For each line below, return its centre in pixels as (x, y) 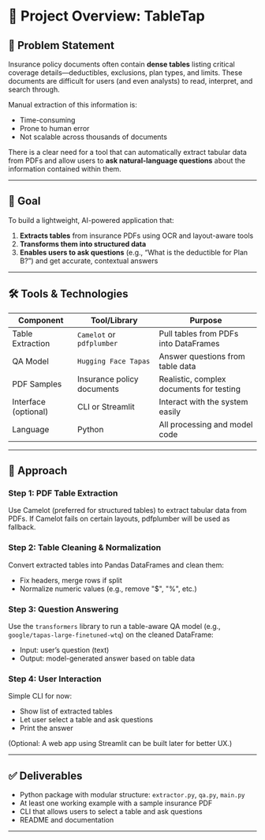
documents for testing (200, 389)
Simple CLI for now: (40, 696)
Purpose (206, 320)
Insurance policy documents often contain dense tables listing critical (121, 64)
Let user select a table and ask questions (86, 720)
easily (170, 412)
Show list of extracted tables (66, 711)
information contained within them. (65, 169)
